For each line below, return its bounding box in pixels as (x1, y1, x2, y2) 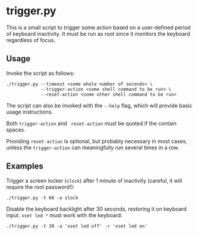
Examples (6, 161, 43, 171)
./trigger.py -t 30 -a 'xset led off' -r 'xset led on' (6, 223, 147, 229)
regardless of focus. (6, 36, 55, 43)
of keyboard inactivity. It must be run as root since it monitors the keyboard (6, 30, 190, 37)
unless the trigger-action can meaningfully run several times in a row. (6, 144, 180, 151)
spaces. (6, 126, 26, 133)
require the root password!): (6, 183, 75, 190)
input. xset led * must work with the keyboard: (6, 211, 123, 218)
